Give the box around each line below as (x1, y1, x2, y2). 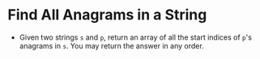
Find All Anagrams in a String (7, 6, 207, 24)
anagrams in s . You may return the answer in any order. (19, 40, 204, 50)
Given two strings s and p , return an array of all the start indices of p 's (19, 32, 253, 42)
